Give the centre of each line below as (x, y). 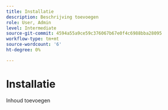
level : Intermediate (32, 28)
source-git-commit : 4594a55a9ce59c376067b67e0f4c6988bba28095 (84, 34)
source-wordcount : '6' (34, 45)
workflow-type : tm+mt (33, 39)
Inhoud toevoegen (28, 100)
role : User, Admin (29, 22)
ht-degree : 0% (24, 50)
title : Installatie (30, 11)
